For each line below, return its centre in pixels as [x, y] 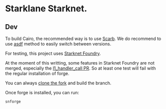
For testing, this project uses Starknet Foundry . [53, 53]
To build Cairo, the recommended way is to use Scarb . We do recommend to [83, 38]
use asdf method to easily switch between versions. [58, 44]
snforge [13, 102]
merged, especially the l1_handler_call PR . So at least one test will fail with [81, 68]
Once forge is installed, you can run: [42, 92]
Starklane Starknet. [46, 9]
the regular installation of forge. [37, 73]
